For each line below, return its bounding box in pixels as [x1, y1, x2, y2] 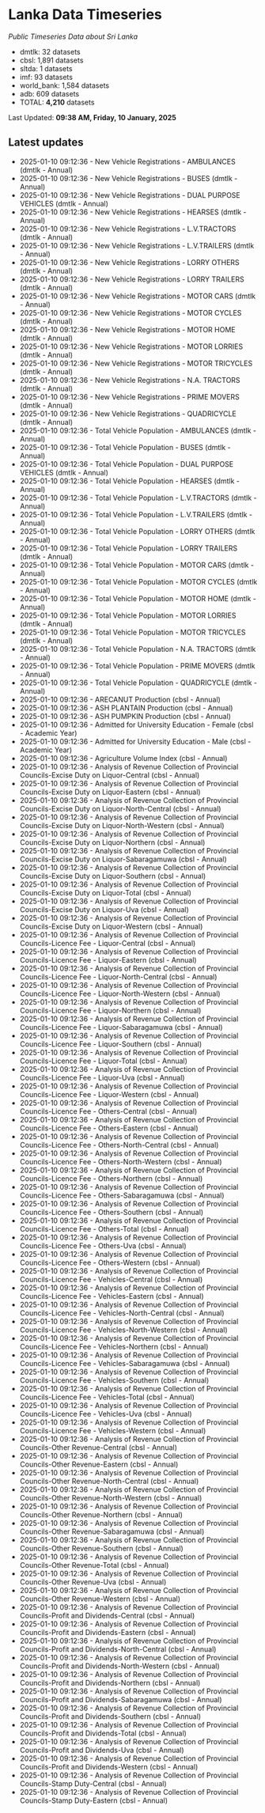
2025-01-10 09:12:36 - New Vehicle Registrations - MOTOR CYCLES [19, 308, 242, 317]
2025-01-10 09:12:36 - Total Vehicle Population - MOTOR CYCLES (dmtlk [19, 577, 258, 586]
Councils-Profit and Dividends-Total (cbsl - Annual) [19, 1728, 187, 1738]
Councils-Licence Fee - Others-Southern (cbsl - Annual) [19, 1207, 204, 1217]
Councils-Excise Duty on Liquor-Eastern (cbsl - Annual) [19, 787, 201, 797]
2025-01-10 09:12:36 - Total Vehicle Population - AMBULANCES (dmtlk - [19, 426, 257, 435]
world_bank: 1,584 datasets [19, 81, 110, 90]
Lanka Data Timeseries [8, 6, 162, 24]
